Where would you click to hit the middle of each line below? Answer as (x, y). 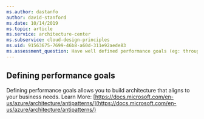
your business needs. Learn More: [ (51, 97)
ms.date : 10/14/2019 (32, 23)
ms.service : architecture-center (49, 34)
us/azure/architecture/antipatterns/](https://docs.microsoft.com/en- (92, 103)
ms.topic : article (29, 29)
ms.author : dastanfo (32, 12)
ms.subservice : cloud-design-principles (58, 40)
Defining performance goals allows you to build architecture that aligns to (98, 90)
